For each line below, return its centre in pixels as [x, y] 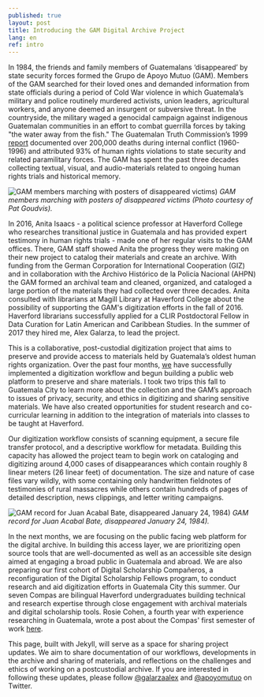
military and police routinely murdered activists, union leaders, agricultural [129, 101]
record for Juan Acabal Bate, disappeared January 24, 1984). [109, 521]
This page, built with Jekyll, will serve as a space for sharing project [118, 644]
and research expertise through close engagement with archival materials [128, 604]
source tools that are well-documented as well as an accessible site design [130, 553]
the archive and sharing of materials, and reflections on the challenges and [130, 661]
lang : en [22, 37]
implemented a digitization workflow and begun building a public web [121, 373]
